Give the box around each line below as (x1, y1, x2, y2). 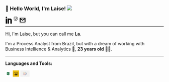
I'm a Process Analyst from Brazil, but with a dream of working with (5, 41, 145, 47)
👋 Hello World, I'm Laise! (5, 5, 66, 12)
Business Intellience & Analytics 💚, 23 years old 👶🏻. (5, 46, 112, 52)
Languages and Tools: (5, 60, 53, 66)
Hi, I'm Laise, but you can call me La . (5, 31, 81, 37)
